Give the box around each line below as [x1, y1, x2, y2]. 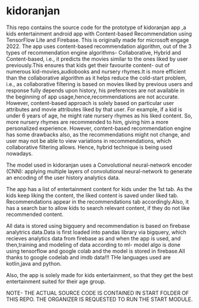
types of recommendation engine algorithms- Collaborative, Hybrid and [6, 49, 181, 56]
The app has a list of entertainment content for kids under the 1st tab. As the [6, 185, 193, 192]
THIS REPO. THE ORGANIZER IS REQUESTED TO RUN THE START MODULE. [6, 296, 193, 303]
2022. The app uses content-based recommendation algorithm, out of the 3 [6, 43, 192, 50]
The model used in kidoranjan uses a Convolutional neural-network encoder [6, 161, 192, 169]
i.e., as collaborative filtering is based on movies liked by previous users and [6, 80, 193, 87]
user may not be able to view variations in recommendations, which [6, 137, 172, 144]
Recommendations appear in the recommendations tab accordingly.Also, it [6, 198, 189, 205]
